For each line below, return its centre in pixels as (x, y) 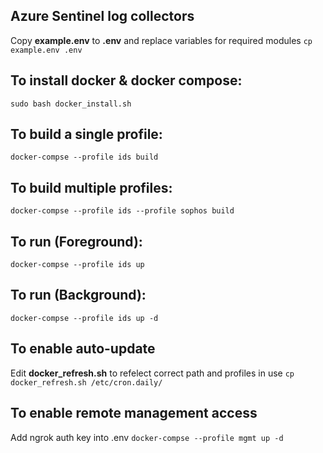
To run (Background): (78, 295)
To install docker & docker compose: (126, 80)
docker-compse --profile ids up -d (84, 318)
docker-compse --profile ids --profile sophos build (122, 211)
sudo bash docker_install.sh (71, 104)
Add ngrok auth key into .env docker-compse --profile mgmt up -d (147, 437)
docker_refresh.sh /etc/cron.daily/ (86, 382)
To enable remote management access (134, 413)
